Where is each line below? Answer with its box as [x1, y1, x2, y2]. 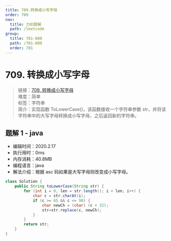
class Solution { [5, 179, 42, 184]
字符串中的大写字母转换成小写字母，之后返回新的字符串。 [17, 112, 139, 118]
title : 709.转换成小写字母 [5, 7, 57, 13]
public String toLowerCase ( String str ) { [14, 184, 104, 189]
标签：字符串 [17, 100, 45, 106]
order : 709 [5, 12, 29, 17]
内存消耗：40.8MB [12, 156, 52, 162]
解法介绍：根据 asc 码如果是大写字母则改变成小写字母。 [12, 169, 131, 175]
